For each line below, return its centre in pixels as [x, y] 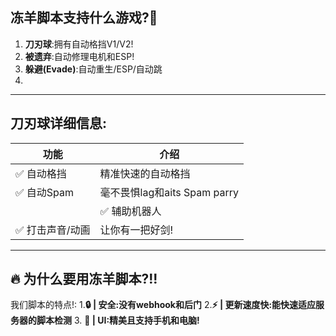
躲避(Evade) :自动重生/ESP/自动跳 [93, 69]
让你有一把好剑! [136, 230]
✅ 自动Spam [45, 192]
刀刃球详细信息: [59, 123]
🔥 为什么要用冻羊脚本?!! [84, 279]
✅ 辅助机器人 [130, 211]
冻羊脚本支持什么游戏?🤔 [84, 18]
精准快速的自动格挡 [145, 173]
